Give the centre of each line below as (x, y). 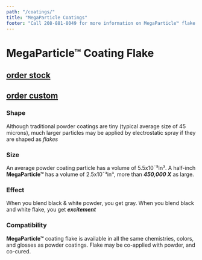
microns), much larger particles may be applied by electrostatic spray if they (101, 132)
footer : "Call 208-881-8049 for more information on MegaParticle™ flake (101, 23)
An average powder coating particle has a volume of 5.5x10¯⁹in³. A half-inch (101, 167)
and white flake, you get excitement (51, 210)
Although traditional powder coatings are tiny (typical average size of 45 (96, 126)
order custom (32, 96)
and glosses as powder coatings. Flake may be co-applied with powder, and (101, 245)
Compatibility (27, 226)
